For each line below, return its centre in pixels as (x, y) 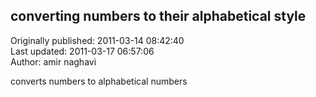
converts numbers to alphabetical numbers (99, 81)
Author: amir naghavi (53, 61)
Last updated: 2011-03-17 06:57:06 (82, 51)
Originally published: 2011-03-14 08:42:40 (97, 40)
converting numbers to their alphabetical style (158, 16)
